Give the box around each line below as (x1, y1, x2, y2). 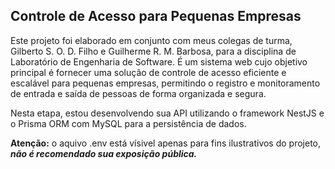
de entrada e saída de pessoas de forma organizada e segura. (10, 87, 267, 99)
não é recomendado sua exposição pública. (10, 147, 198, 159)
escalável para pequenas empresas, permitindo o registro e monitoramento (10, 77, 321, 89)
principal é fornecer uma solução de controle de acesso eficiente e (10, 66, 287, 78)
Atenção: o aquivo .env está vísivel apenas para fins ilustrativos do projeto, (10, 137, 322, 149)
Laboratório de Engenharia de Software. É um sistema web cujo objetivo (10, 55, 308, 68)
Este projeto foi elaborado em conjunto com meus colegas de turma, (10, 34, 293, 46)
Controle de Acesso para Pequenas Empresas (10, 8, 302, 25)
